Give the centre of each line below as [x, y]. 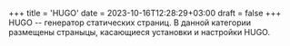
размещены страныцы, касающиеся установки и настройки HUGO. [139, 32]
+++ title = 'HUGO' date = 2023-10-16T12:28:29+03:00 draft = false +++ [145, 13]
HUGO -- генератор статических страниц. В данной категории [130, 23]
